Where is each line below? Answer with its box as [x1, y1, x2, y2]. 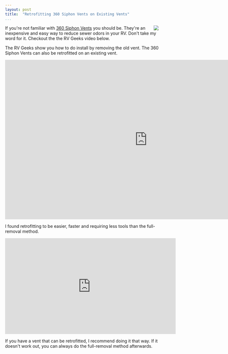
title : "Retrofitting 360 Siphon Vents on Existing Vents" [5, 12, 130, 17]
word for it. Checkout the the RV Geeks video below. [5, 35, 110, 41]
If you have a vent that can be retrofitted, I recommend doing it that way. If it [5, 338, 158, 344]
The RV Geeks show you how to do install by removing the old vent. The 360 [5, 45, 159, 51]
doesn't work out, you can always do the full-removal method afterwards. [5, 343, 152, 349]
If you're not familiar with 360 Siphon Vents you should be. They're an [5, 25, 146, 31]
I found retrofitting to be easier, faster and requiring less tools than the [5, 223, 146, 229]
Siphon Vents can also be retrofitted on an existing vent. [5, 50, 118, 56]
